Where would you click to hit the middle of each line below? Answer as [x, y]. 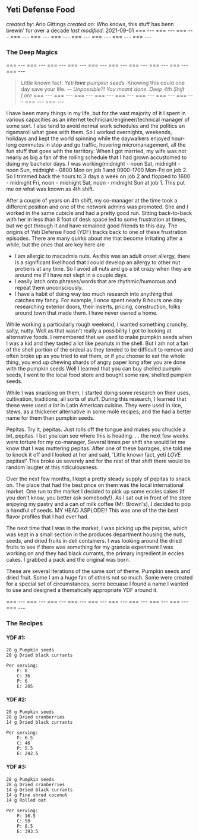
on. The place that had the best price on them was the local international [95, 485]
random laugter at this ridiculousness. [53, 467]
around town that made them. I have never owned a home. [86, 313]
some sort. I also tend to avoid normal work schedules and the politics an [96, 126]
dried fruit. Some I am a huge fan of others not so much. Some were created [99, 578]
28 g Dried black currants [40, 656]
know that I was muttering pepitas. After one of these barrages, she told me [99, 448]
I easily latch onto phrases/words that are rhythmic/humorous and [95, 281]
